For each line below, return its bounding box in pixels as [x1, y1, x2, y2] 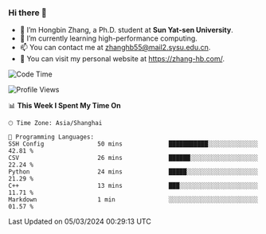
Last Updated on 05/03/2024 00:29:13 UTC [8, 216, 151, 226]
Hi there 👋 [8, 7, 48, 18]
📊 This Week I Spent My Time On [8, 101, 121, 111]
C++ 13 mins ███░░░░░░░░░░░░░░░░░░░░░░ [8, 182, 259, 190]
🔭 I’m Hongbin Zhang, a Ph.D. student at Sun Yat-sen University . [19, 25, 233, 35]
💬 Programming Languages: [8, 133, 94, 142]
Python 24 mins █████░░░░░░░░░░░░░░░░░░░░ [8, 168, 259, 176]
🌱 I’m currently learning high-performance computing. [19, 33, 198, 43]
